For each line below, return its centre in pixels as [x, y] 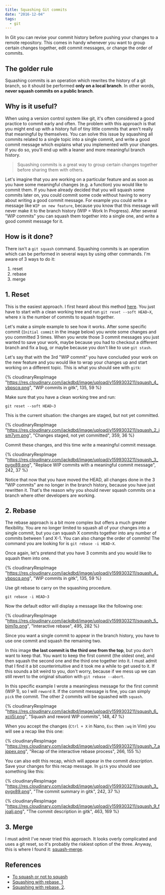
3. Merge [19, 827]
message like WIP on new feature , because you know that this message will [82, 206]
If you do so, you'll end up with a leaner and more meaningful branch [75, 150]
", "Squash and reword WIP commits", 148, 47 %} [74, 717]
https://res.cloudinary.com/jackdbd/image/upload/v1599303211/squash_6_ [83, 711]
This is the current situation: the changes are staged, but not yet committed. [82, 415]
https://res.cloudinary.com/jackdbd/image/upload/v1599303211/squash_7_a [83, 746]
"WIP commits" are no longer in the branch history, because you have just [80, 485]
